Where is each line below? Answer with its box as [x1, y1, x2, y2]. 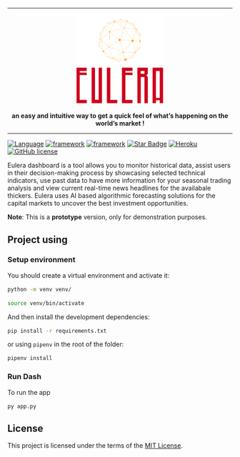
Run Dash [7, 372, 41, 382]
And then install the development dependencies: [7, 312, 150, 321]
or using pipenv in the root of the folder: [7, 340, 124, 348]
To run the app [7, 388, 51, 396]
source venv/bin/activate [7, 299, 84, 307]
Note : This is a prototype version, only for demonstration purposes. [7, 213, 207, 221]
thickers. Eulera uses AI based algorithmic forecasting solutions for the [7, 191, 216, 200]
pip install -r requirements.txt [7, 327, 107, 334]
